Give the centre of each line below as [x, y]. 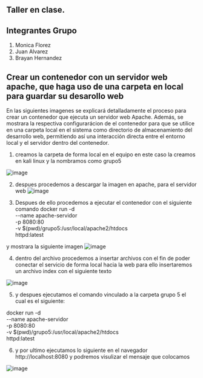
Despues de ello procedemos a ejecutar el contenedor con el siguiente [103, 203]
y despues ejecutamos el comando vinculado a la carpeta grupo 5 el [101, 295]
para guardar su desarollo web [65, 96]
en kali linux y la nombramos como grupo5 [68, 161]
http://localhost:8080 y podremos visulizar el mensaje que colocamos [102, 357]
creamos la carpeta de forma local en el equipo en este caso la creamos [105, 154]
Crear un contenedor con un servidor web [87, 77]
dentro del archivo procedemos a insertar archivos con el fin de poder [102, 258]
